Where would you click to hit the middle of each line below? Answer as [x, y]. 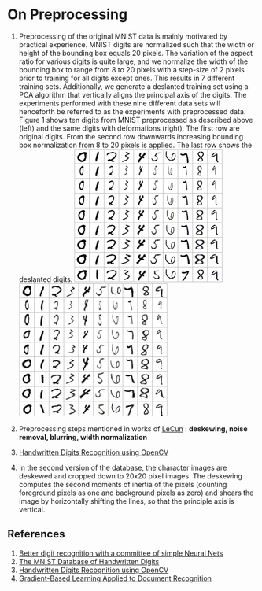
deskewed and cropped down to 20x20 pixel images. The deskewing [131, 476]
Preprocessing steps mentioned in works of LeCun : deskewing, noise [133, 428]
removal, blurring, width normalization [83, 437]
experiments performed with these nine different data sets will [120, 103]
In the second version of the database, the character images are [123, 467]
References [36, 534]
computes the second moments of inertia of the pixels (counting [123, 484]
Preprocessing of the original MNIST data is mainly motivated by [123, 36]
